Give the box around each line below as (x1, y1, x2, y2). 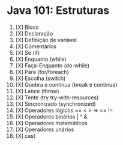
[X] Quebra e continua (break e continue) (15, 81, 118, 88)
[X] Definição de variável (15, 36, 77, 43)
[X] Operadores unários (15, 126, 74, 133)
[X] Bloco (15, 23, 39, 31)
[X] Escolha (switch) (15, 75, 66, 82)
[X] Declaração (15, 29, 53, 37)
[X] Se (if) (15, 49, 40, 56)
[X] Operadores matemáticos (15, 119, 88, 126)
